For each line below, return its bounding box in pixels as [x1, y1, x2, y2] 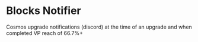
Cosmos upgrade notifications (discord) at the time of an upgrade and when [6, 23, 193, 30]
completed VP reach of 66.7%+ [6, 29, 84, 36]
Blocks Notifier [6, 4, 81, 17]
